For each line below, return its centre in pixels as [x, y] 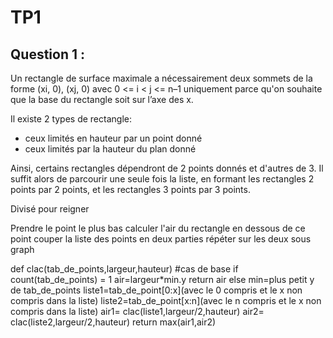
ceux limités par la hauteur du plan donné [110, 149]
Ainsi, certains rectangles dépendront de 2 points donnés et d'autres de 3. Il [167, 168]
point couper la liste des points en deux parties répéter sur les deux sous [161, 239]
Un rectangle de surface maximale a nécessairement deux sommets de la [161, 78]
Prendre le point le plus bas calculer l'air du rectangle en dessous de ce [158, 228]
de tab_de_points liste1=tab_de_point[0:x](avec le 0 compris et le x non [156, 290]
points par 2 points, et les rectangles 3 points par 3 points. [130, 189]
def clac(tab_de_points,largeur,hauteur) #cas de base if [124, 269]
